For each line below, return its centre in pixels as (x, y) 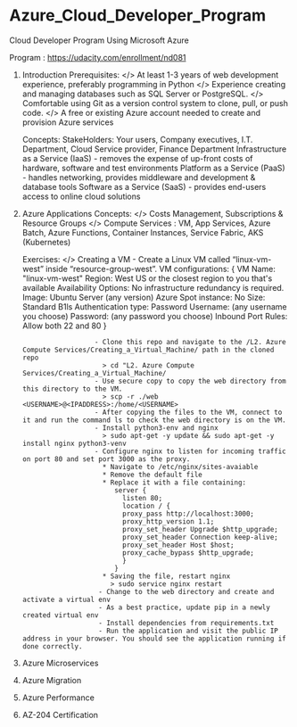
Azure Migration (52, 680)
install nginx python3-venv (74, 443)
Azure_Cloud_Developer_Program (138, 16)
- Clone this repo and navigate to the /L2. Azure (190, 342)
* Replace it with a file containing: (174, 483)
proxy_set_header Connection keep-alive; (200, 537)
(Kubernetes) (46, 242)
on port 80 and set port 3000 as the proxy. (106, 459)
